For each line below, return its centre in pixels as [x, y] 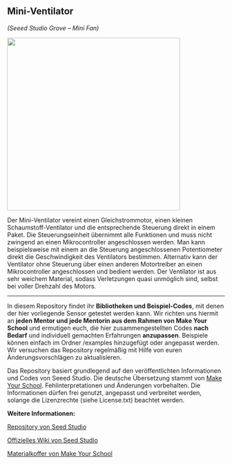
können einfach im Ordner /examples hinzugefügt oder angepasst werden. [113, 342]
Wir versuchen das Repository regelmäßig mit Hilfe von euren [95, 350]
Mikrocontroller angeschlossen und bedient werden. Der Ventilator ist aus [112, 271]
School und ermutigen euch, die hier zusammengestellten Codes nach [108, 328]
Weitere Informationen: [41, 413]
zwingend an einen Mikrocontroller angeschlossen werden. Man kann [106, 242]
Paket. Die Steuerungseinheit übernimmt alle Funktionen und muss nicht [110, 235]
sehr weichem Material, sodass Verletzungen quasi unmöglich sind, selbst [113, 278]
